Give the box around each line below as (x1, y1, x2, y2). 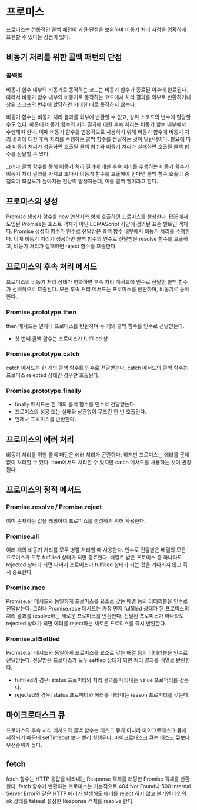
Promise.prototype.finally (6, 386, 82, 395)
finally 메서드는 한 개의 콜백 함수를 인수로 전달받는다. (14, 401, 136, 408)
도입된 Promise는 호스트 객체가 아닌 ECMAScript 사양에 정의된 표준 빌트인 (6, 221, 178, 228)
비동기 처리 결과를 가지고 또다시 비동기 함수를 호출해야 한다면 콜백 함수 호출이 (6, 170, 183, 177)
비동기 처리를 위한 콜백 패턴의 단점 (6, 53, 122, 63)
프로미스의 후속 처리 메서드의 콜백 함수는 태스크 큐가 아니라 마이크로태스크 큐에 (6, 727, 187, 734)
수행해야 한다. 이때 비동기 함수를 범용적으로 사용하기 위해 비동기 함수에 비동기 (6, 128, 183, 135)
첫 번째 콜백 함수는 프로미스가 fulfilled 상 (14, 335, 108, 342)
